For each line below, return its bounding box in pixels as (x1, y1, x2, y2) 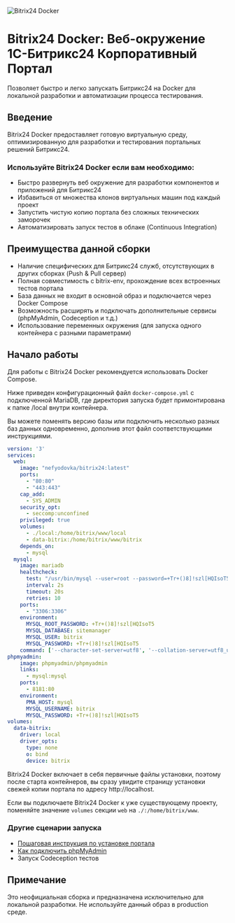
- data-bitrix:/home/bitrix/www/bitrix (25, 536, 142, 543)
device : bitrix (25, 757, 71, 764)
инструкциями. (7, 431, 52, 440)
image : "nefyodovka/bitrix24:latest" (20, 465, 130, 472)
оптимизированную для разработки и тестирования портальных (7, 137, 201, 146)
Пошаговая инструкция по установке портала (17, 839, 155, 847)
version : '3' (7, 445, 45, 452)
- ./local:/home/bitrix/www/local (25, 530, 127, 537)
